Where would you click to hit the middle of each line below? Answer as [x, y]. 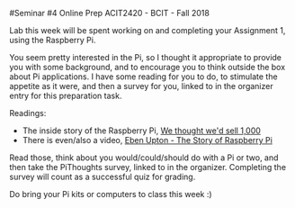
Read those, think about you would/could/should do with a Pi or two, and [144, 158]
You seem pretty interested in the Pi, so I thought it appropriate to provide [145, 57]
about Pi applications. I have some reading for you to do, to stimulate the [143, 77]
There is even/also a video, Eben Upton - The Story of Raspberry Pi [147, 140]
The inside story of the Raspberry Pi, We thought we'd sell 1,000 [141, 131]
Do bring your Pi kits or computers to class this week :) [111, 194]
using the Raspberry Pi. [53, 40]
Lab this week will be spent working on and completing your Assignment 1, [147, 30]
